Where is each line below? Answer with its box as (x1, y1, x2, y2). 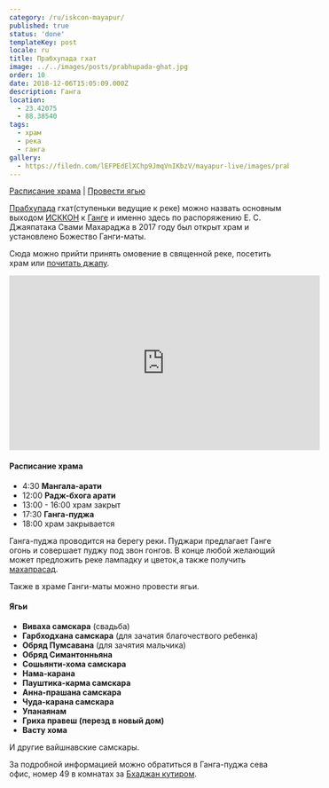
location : (9, 95, 46, 105)
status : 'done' (9, 29, 66, 38)
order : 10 (9, 71, 46, 80)
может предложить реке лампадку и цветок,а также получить (9, 554, 247, 564)
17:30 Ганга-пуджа (21, 508, 95, 519)
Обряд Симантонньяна (21, 649, 113, 659)
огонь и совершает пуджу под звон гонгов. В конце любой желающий (9, 545, 276, 556)
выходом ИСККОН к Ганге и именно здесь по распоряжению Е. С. (9, 212, 262, 223)
